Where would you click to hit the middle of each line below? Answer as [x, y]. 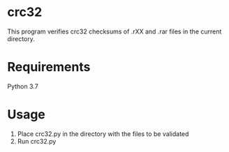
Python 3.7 [23, 86]
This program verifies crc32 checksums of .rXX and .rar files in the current [114, 31]
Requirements [49, 67]
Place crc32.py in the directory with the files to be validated [103, 134]
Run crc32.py [37, 141]
